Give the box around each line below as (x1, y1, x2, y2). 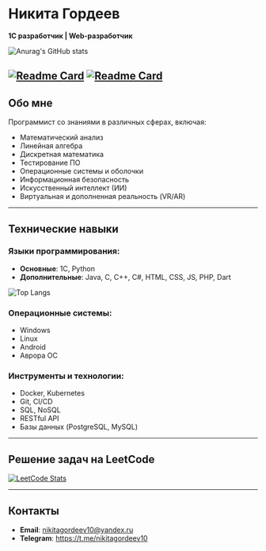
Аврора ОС (19, 350, 58, 361)
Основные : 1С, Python (19, 263, 95, 274)
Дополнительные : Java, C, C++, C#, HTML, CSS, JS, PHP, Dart (19, 272, 231, 281)
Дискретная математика (19, 150, 104, 159)
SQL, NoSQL (19, 405, 61, 415)
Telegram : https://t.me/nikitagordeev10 (19, 534, 148, 543)
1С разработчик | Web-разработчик (8, 31, 133, 40)
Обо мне (8, 96, 53, 109)
